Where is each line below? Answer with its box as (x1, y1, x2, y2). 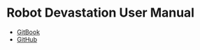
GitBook (16, 28, 40, 36)
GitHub (16, 35, 38, 43)
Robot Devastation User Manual (6, 5, 195, 21)
